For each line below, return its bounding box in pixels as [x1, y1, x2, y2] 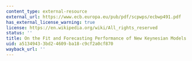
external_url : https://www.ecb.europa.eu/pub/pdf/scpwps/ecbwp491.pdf [6, 14, 181, 20]
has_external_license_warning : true [6, 19, 95, 25]
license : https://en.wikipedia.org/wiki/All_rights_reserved [6, 24, 158, 31]
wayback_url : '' [6, 46, 46, 52]
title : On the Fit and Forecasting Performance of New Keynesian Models [6, 35, 187, 41]
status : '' [6, 30, 33, 36]
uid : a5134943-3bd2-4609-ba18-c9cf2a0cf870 [6, 41, 114, 47]
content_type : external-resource [6, 8, 88, 15]
